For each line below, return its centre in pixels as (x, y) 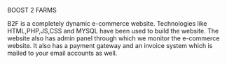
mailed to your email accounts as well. (62, 53)
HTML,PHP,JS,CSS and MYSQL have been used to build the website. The (113, 31)
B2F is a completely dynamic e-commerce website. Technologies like (108, 23)
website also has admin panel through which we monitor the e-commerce (113, 38)
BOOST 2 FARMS (32, 10)
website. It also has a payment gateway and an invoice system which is (110, 46)
